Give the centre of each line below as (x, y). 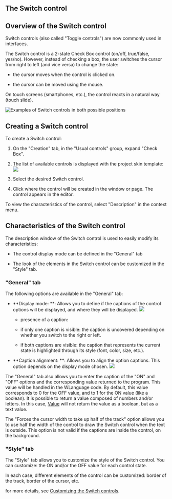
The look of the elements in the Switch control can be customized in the (89, 264)
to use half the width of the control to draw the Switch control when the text (85, 425)
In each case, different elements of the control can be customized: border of (86, 475)
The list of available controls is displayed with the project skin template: (88, 164)
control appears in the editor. (43, 194)
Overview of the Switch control (56, 26)
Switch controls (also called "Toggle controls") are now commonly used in (83, 39)
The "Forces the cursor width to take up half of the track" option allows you (85, 419)
